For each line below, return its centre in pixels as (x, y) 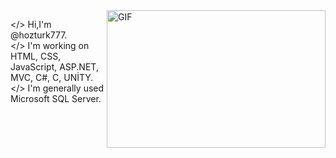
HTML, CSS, (36, 56)
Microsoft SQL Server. (56, 98)
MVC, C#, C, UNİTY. (52, 77)
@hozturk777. (39, 35)
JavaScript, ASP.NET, (54, 67)
